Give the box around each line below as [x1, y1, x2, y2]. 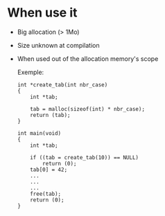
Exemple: [17, 68, 44, 76]
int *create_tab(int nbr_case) [17, 81, 108, 88]
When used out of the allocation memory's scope [17, 54, 159, 63]
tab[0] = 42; [30, 166, 68, 173]
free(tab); [30, 190, 62, 197]
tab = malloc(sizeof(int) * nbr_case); [30, 105, 146, 112]
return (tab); [30, 111, 71, 118]
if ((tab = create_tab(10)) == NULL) [30, 154, 139, 161]
